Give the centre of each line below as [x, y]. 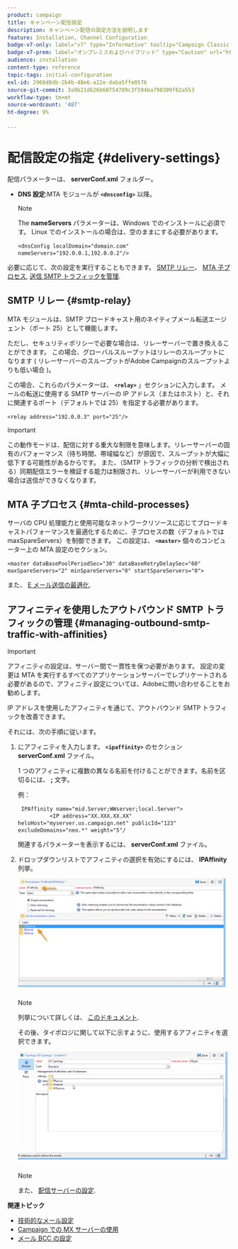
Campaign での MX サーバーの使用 [68, 1229]
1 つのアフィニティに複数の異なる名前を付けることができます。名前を [118, 771]
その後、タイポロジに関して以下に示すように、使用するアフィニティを [119, 1033]
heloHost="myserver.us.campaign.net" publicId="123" [97, 823]
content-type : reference [44, 67]
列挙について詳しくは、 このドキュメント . [78, 1018]
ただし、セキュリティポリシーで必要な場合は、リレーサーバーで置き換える [115, 343]
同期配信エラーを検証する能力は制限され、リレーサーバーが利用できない [125, 471]
